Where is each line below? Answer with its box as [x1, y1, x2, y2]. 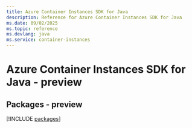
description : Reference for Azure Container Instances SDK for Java [6, 14, 182, 20]
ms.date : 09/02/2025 [6, 20, 59, 26]
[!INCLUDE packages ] [6, 115, 61, 122]
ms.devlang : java [6, 31, 50, 37]
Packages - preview [6, 99, 83, 109]
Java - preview [6, 76, 83, 89]
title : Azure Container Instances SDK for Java [6, 8, 129, 15]
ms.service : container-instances [6, 37, 91, 43]
